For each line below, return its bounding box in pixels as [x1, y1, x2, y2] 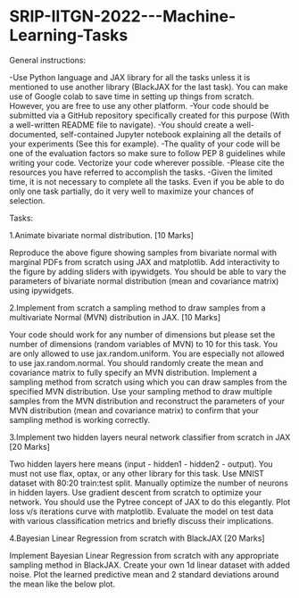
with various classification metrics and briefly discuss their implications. [9, 515, 274, 526]
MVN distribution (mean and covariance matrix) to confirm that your [9, 404, 259, 416]
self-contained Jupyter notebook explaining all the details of [60, 129, 282, 139]
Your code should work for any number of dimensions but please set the [9, 328, 276, 340]
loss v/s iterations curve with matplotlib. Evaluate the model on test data [9, 506, 274, 517]
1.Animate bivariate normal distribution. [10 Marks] [9, 229, 195, 240]
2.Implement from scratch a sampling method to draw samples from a [9, 302, 266, 313]
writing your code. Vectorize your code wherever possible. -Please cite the [9, 157, 285, 168]
